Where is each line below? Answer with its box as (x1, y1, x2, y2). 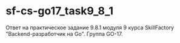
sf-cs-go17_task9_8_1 (5, 4, 113, 18)
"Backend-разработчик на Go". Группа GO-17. (5, 30, 123, 37)
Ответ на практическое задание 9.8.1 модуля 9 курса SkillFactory (5, 24, 174, 31)
